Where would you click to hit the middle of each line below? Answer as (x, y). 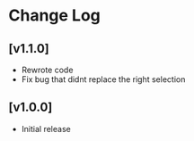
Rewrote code (47, 70)
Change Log (54, 16)
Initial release (46, 129)
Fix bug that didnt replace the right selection (103, 79)
